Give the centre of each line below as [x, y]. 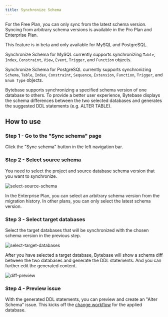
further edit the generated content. [41, 266]
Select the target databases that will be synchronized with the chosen [77, 230]
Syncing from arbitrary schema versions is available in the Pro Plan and [78, 29]
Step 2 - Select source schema [43, 160]
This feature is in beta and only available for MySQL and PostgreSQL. [76, 44]
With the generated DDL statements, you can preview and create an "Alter [81, 299]
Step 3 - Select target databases [45, 219]
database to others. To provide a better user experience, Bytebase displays [83, 95]
